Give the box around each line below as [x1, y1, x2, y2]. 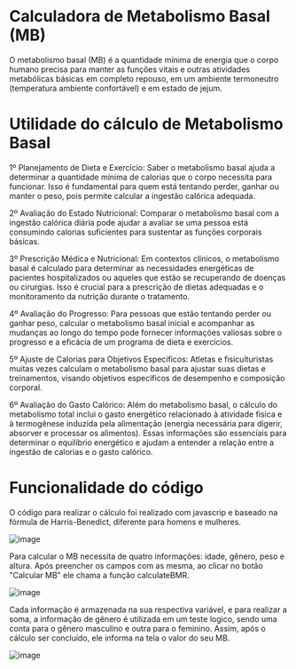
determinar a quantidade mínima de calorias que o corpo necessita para [9, 171, 273, 182]
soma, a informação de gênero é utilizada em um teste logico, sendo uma [9, 613, 277, 624]
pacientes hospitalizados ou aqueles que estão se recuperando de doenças [9, 272, 286, 283]
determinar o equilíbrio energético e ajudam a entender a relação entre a [9, 437, 275, 448]
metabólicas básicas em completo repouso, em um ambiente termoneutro [9, 73, 279, 84]
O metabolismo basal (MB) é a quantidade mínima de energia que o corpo [9, 54, 279, 65]
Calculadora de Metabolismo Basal [9, 6, 270, 27]
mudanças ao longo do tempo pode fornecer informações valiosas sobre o [9, 327, 283, 338]
